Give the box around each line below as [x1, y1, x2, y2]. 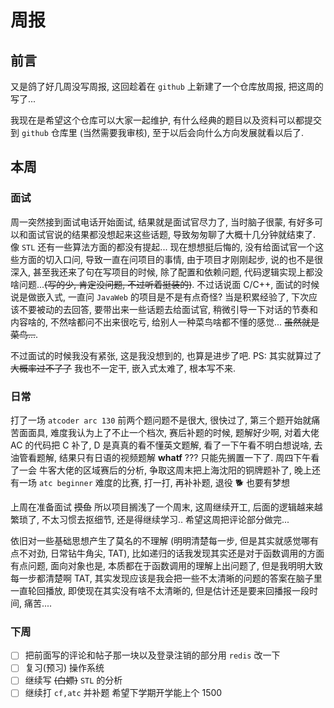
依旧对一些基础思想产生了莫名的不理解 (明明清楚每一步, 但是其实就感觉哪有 [10, 534, 320, 546]
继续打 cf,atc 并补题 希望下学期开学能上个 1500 [24, 687, 223, 699]
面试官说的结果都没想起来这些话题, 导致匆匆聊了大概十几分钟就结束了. [27, 228, 317, 240]
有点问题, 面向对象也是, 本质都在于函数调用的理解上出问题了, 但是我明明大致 [10, 559, 323, 571]
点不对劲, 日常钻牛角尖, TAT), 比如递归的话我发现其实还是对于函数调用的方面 [10, 547, 325, 559]
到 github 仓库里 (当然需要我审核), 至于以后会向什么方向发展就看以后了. [10, 127, 304, 138]
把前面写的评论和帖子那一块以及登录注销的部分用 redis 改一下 [24, 649, 281, 661]
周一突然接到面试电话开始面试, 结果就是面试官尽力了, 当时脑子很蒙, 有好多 [10, 216, 315, 228]
